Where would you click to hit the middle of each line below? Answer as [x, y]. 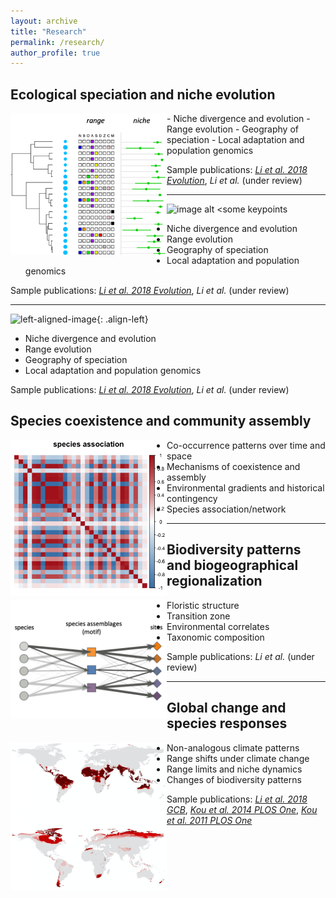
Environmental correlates [218, 626]
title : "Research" [48, 31]
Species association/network [226, 509]
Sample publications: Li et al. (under [240, 656]
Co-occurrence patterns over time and [246, 445]
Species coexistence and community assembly [161, 421]
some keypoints [255, 209]
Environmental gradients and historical [245, 487]
